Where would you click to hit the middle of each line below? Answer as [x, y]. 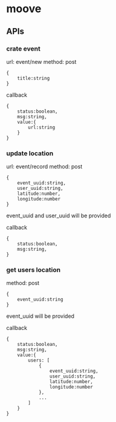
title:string [34, 78]
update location [30, 153]
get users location [34, 270]
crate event [23, 49]
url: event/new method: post [41, 62]
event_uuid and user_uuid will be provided [59, 216]
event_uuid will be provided [40, 316]
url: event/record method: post [44, 167]
